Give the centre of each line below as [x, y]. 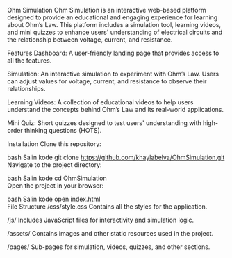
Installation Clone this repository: [55, 144]
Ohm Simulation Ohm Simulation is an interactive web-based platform [107, 10]
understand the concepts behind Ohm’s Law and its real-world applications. [116, 110]
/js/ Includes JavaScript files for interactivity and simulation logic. [101, 220]
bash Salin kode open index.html [54, 199]
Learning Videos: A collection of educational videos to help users [100, 102]
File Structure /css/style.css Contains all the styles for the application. [107, 207]
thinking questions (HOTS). [63, 130]
